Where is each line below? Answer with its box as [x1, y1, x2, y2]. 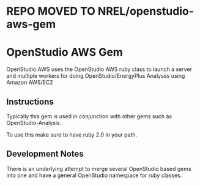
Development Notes [6, 149, 84, 159]
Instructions [6, 96, 54, 107]
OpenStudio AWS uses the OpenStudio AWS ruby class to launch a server [6, 66, 193, 73]
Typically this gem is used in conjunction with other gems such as [6, 112, 172, 120]
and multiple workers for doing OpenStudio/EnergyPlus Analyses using [6, 72, 185, 80]
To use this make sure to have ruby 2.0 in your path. [6, 130, 138, 138]
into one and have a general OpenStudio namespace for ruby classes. [6, 172, 182, 179]
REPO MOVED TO [6, 4, 96, 18]
